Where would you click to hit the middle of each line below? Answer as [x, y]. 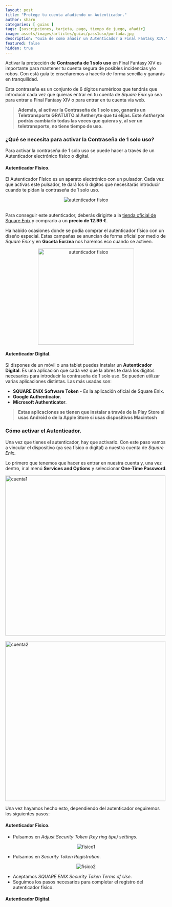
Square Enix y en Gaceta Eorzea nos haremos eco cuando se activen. [79, 242]
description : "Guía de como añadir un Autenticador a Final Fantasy [80, 39]
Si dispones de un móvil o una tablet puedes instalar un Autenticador [79, 365]
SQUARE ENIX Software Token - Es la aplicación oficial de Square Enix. [89, 391]
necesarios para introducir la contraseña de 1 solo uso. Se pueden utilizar [83, 376]
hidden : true [19, 48]
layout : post [19, 10]
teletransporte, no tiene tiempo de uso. [60, 126]
